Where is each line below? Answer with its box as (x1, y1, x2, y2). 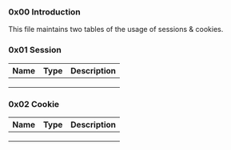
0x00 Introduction (8, 6, 82, 18)
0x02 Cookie (8, 98, 60, 109)
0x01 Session (8, 45, 62, 56)
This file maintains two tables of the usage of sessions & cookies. (8, 25, 224, 34)
